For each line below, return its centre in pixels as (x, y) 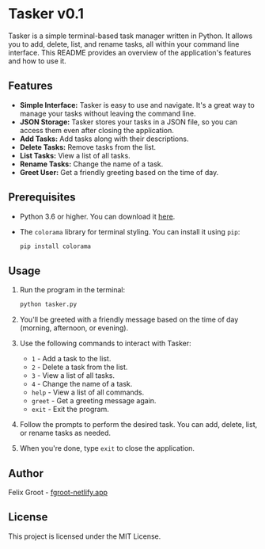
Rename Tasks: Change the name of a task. (91, 164)
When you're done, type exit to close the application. (107, 448)
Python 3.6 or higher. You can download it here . (97, 216)
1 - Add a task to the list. (71, 359)
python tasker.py (48, 305)
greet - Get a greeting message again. (94, 401)
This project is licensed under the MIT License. (85, 536)
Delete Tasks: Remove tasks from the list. (88, 147)
